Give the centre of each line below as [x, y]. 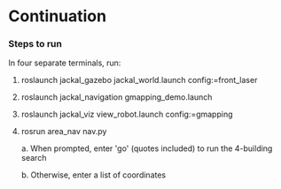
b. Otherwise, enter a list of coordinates [93, 175]
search [34, 158]
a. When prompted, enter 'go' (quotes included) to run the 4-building [147, 148]
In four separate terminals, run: [65, 63]
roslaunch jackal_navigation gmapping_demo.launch [117, 97]
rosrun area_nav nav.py [64, 132]
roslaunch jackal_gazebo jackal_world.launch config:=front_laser [139, 80]
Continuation [58, 16]
